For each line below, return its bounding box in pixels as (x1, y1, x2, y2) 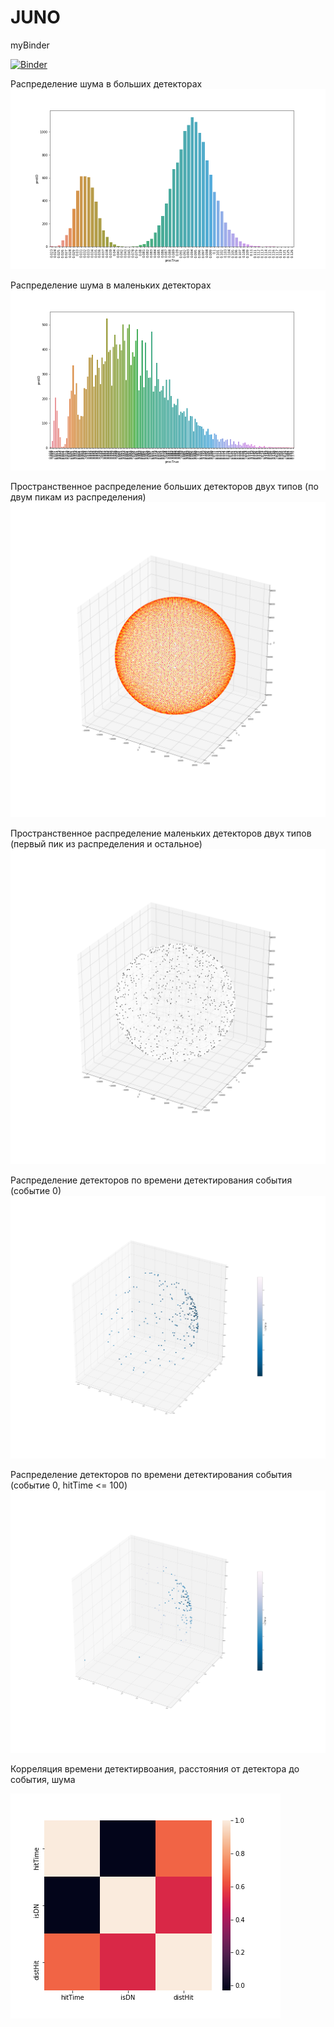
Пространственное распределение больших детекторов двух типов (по (10, 480, 319, 492)
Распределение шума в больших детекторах (10, 77, 203, 90)
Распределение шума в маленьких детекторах (10, 279, 212, 291)
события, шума (10, 1773, 76, 1785)
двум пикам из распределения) (10, 491, 147, 503)
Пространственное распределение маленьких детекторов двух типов (10, 827, 312, 839)
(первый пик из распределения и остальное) (10, 837, 203, 850)
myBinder (10, 39, 50, 51)
